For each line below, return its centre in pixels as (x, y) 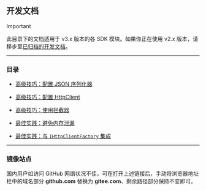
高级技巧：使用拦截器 (42, 110)
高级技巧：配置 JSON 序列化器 (54, 84)
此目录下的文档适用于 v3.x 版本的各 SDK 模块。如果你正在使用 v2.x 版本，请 (102, 39)
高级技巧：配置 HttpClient (48, 97)
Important (19, 26)
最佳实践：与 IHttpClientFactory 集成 (63, 136)
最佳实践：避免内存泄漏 (45, 123)
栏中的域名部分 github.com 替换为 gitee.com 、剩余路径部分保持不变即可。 (101, 181)
